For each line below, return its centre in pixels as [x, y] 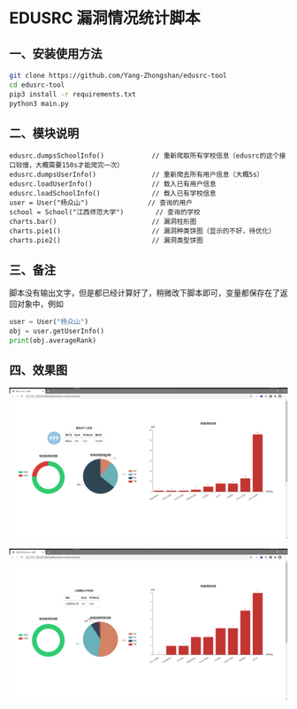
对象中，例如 [40, 304]
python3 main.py [39, 104]
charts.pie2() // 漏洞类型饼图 [106, 241]
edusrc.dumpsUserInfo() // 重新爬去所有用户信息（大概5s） [136, 175]
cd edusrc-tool [37, 85]
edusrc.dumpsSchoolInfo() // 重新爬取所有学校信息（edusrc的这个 [145, 156]
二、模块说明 [44, 133]
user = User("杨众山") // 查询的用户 [101, 203]
